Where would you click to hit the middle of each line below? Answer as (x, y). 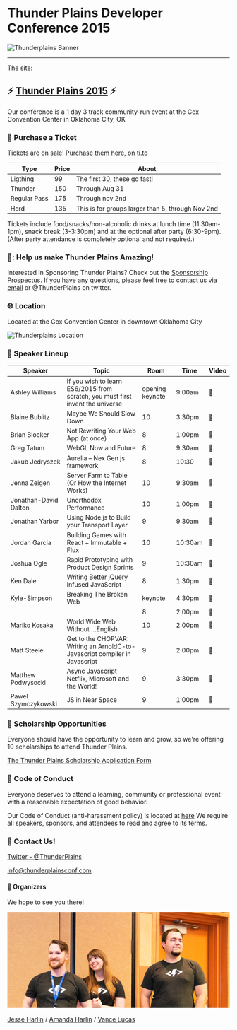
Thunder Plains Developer (85, 13)
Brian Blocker (30, 434)
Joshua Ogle (29, 563)
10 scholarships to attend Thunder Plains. (67, 747)
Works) (77, 490)
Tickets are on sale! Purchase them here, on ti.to (78, 153)
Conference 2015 (59, 28)
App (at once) (87, 438)
